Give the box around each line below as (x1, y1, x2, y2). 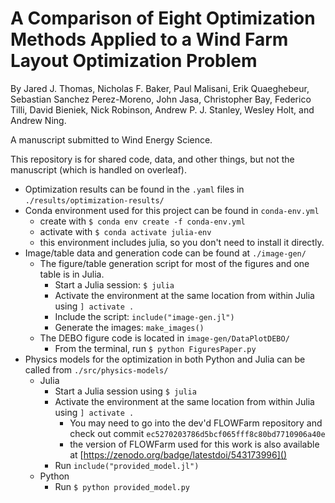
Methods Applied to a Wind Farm (10, 28, 289, 51)
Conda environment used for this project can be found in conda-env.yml (24, 204, 320, 216)
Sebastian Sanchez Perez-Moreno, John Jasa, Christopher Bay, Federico (10, 93, 312, 105)
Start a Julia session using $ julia (54, 385, 197, 397)
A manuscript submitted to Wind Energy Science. (10, 133, 213, 146)
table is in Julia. (39, 268, 105, 280)
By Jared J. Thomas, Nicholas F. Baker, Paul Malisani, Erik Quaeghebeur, (10, 82, 310, 94)
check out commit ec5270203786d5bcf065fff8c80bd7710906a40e (69, 427, 326, 439)
